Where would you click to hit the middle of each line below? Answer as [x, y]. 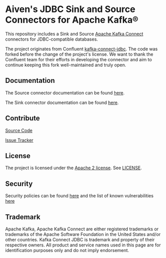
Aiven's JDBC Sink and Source [70, 9]
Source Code [19, 130]
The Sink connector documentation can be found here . [62, 102]
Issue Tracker [19, 140]
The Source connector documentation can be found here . [65, 93]
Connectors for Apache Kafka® [72, 20]
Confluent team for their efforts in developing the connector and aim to [79, 59]
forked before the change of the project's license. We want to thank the [79, 54]
